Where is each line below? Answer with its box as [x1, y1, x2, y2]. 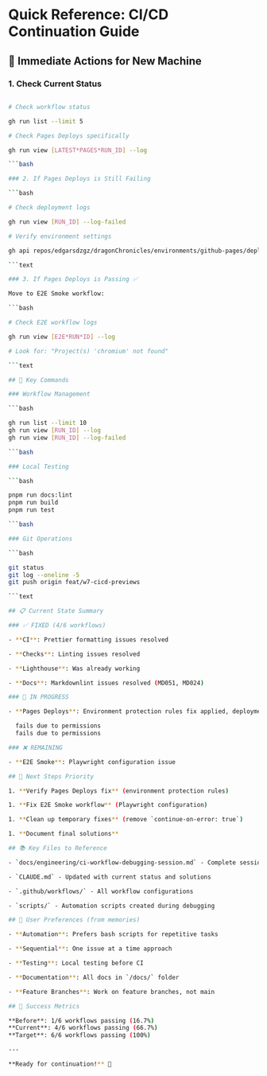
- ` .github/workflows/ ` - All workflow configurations [8, 887, 194, 895]
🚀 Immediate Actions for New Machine [8, 54, 203, 68]
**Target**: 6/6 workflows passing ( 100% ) [8, 1031, 151, 1039]
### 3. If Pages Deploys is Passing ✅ [8, 275, 138, 283]
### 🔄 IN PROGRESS [8, 693, 69, 701]
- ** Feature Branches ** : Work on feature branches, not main [8, 988, 215, 996]
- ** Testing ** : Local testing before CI [8, 959, 145, 967]
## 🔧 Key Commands [8, 376, 69, 384]
